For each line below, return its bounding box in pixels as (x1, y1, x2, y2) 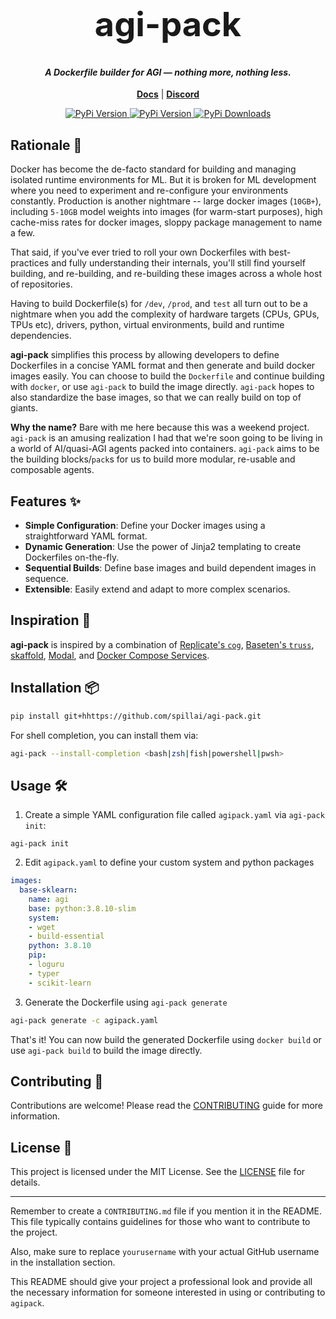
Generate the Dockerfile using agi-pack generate (24, 996, 228, 1008)
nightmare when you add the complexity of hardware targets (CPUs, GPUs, (10, 308, 320, 320)
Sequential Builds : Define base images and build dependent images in (24, 562, 317, 574)
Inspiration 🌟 (10, 612, 92, 629)
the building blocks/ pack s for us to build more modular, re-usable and (10, 453, 296, 465)
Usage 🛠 (10, 777, 68, 794)
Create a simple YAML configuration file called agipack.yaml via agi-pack (24, 809, 325, 821)
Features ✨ (10, 493, 81, 510)
